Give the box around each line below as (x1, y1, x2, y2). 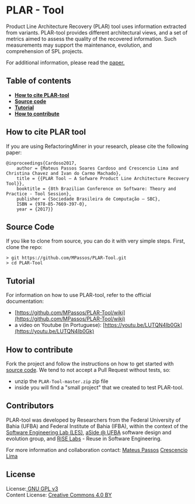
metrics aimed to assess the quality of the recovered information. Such (6, 35, 177, 42)
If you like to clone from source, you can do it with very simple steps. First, (6, 237, 186, 244)
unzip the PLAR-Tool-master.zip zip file (14, 378, 109, 385)
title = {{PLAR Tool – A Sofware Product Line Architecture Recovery (16, 175, 190, 181)
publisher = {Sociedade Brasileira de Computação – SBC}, (16, 196, 161, 202)
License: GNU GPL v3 (6, 485, 58, 492)
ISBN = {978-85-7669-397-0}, (16, 201, 88, 207)
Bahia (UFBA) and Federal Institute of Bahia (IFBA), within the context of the (6, 422, 188, 430)
